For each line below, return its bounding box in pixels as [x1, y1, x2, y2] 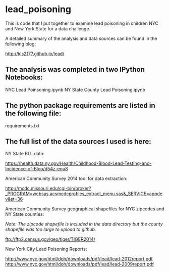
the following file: [5, 109, 62, 118]
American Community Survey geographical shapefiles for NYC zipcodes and [5, 206, 164, 212]
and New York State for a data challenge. [5, 25, 91, 31]
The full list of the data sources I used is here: [5, 137, 151, 146]
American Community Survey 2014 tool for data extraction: [5, 175, 128, 182]
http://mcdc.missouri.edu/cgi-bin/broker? [5, 186, 92, 192]
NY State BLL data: [5, 151, 44, 157]
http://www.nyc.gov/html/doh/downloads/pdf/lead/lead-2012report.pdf [5, 256, 153, 262]
